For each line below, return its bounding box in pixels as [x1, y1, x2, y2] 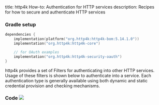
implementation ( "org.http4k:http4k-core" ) [14, 41, 101, 46]
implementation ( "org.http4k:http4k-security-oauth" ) [14, 54, 122, 59]
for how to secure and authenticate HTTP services [5, 9, 105, 15]
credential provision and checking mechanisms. [5, 83, 100, 89]
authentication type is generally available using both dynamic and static [5, 78, 148, 83]
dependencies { [5, 32, 36, 37]
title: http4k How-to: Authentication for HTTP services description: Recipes [5, 4, 155, 10]
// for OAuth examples [14, 50, 59, 54]
